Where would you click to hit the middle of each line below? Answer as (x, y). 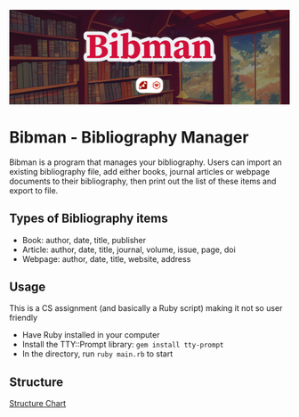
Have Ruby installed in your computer (91, 335)
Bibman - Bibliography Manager (129, 137)
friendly (24, 318)
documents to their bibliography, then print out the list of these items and (143, 181)
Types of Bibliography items (89, 219)
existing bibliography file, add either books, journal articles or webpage (140, 171)
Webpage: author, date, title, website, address (106, 258)
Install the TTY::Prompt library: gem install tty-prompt (123, 345)
